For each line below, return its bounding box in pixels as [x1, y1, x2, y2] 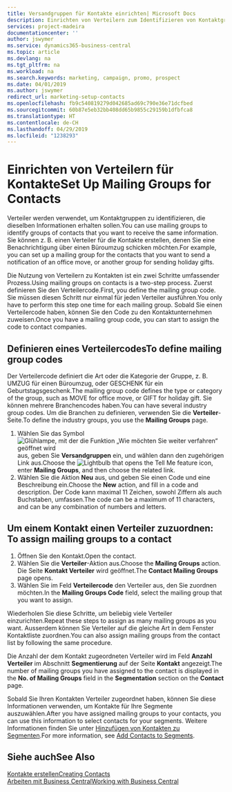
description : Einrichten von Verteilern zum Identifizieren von [7, 17, 196, 23]
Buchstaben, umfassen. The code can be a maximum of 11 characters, [17, 495, 215, 503]
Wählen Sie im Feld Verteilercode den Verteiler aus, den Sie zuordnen [17, 581, 217, 589]
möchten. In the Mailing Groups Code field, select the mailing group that [17, 588, 222, 597]
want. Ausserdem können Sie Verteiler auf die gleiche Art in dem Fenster [7, 624, 214, 632]
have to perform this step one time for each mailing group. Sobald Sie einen [7, 301, 222, 309]
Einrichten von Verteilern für [7, 162, 174, 177]
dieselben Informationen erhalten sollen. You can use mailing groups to [7, 222, 208, 230]
